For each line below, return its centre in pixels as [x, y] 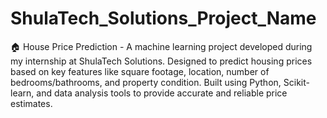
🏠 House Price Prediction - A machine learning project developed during [161, 46]
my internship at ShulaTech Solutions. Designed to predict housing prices [161, 61]
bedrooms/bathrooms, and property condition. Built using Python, [146, 82]
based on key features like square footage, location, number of [140, 71]
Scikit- [296, 82]
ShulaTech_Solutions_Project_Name [163, 18]
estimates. [31, 103]
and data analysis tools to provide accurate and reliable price [162, 93]
